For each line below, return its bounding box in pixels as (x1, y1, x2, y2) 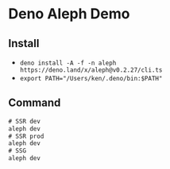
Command (8, 96, 61, 110)
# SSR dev (8, 117, 41, 125)
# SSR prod (8, 132, 44, 140)
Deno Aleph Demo (8, 5, 130, 23)
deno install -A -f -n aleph (19, 59, 117, 67)
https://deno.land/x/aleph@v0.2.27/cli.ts (19, 66, 163, 74)
